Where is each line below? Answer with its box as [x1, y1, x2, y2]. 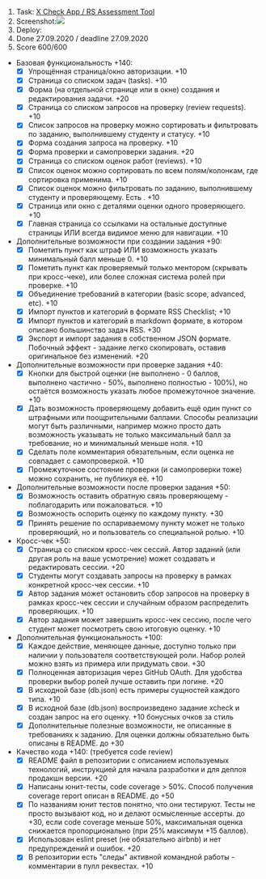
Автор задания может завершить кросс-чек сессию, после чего [27, 614, 252, 624]
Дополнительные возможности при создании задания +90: [15, 236, 222, 246]
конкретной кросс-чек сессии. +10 [27, 580, 150, 589]
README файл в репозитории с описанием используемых [27, 756, 230, 766]
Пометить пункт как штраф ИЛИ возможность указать [27, 244, 218, 254]
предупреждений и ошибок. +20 [27, 843, 141, 853]
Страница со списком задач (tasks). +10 [27, 76, 167, 86]
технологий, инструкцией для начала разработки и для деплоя [27, 765, 247, 775]
